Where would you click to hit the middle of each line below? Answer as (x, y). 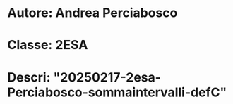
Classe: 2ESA (48, 45)
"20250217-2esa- (107, 77)
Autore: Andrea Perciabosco (92, 13)
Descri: (29, 77)
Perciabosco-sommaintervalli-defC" (117, 92)
